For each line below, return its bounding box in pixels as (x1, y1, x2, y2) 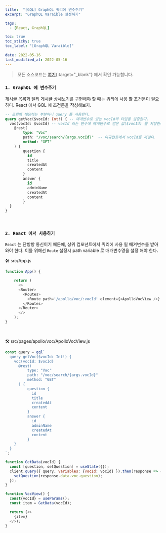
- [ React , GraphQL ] (9, 25, 50, 30)
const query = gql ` (5, 349, 45, 355)
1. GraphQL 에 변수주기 (5, 85, 56, 90)
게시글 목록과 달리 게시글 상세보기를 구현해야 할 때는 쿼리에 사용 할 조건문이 (5, 96, 150, 102)
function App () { (5, 269, 41, 274)
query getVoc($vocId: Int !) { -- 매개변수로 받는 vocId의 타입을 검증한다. (5, 117, 149, 122)
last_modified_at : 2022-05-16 (5, 57, 68, 62)
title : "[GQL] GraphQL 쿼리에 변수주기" (5, 7, 84, 12)
